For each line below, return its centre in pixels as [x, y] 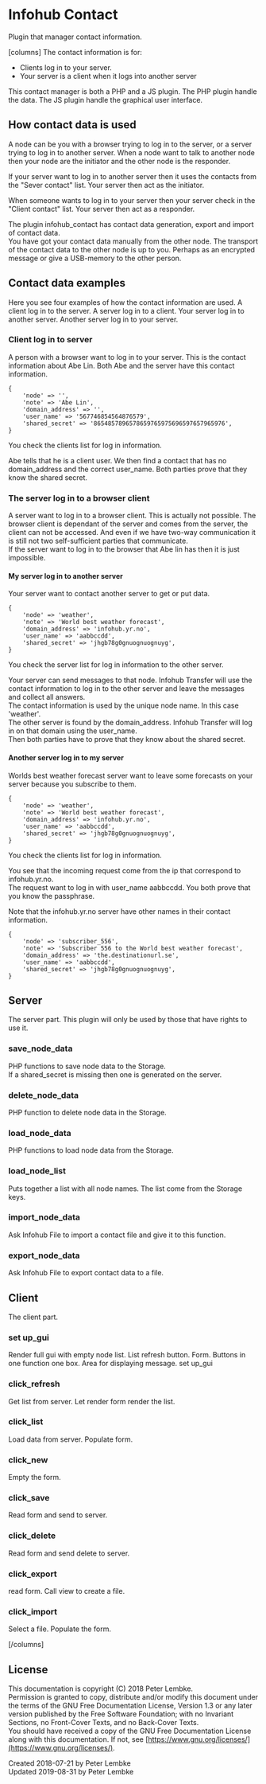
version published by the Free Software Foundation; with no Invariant [121, 1714]
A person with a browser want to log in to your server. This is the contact [127, 357]
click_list [26, 1422]
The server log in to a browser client [79, 498]
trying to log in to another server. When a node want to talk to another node [132, 152]
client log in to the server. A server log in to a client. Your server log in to [126, 310]
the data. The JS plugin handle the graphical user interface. [106, 100]
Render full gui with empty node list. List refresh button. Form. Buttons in [127, 1355]
